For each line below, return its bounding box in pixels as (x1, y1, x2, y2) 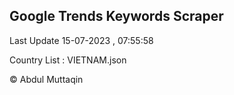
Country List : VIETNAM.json (9, 54, 127, 66)
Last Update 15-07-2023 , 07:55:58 (9, 34, 154, 46)
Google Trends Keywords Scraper (9, 8, 224, 25)
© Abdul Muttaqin (9, 73, 84, 85)
